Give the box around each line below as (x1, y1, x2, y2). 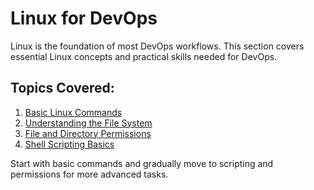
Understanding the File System (24, 117, 153, 129)
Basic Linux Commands (24, 106, 123, 118)
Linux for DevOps (10, 7, 158, 30)
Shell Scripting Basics (24, 138, 115, 150)
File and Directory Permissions (24, 127, 152, 139)
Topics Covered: (10, 80, 115, 97)
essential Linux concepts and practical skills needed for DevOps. (10, 50, 278, 62)
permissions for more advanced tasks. (10, 168, 169, 180)
